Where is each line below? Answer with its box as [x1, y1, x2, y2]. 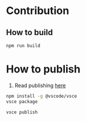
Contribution [6, 4, 70, 18]
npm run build [6, 43, 41, 49]
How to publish [6, 63, 81, 76]
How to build [6, 27, 53, 37]
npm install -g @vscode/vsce [6, 93, 77, 99]
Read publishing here [14, 82, 66, 89]
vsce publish [6, 109, 38, 115]
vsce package [6, 98, 38, 105]
